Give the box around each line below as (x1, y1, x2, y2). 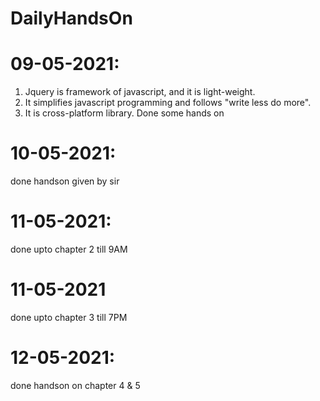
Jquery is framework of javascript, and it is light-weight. (24, 86, 256, 98)
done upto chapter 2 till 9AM (10, 243, 128, 255)
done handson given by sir (10, 175, 120, 187)
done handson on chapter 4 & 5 (10, 379, 141, 391)
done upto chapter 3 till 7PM (10, 311, 128, 323)
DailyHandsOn (10, 7, 133, 30)
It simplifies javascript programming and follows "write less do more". (24, 97, 312, 109)
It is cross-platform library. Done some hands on (24, 107, 225, 119)
